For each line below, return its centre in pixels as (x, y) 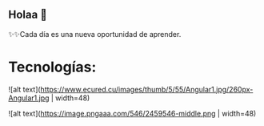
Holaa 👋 (28, 15)
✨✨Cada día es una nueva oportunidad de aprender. (95, 34)
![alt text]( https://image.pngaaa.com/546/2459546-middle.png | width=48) (132, 113)
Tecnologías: (52, 67)
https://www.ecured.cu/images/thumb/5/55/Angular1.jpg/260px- (147, 89)
